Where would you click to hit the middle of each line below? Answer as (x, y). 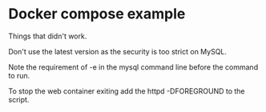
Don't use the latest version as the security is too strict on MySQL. (117, 51)
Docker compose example (97, 14)
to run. (19, 75)
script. (19, 99)
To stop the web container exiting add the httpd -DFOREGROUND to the (127, 91)
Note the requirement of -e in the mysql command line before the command (133, 67)
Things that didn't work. (48, 36)
